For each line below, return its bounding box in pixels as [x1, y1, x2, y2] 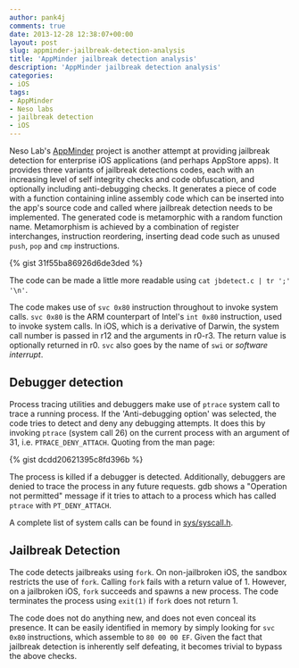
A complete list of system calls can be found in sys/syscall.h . [9, 517, 234, 528]
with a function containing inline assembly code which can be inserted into [9, 193, 285, 204]
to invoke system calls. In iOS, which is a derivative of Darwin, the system [9, 321, 279, 331]
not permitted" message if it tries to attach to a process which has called [9, 490, 277, 501]
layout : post [9, 38, 58, 47]
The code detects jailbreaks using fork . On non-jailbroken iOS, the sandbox [9, 566, 287, 577]
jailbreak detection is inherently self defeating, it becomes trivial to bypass [9, 640, 283, 652]
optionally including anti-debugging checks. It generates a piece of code [9, 184, 277, 194]
